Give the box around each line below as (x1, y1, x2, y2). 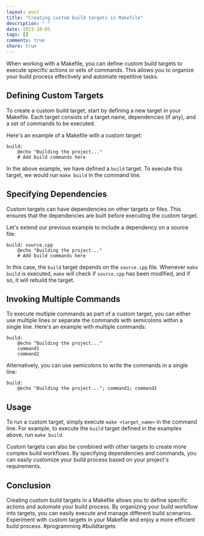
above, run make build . (6, 431, 64, 439)
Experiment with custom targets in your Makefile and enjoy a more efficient (6, 516, 195, 523)
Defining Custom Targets (6, 90, 104, 101)
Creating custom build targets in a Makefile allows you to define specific (6, 496, 188, 504)
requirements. (6, 463, 42, 470)
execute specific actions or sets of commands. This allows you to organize (6, 66, 194, 73)
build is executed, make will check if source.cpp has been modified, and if (6, 270, 191, 277)
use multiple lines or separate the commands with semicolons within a (6, 317, 183, 324)
